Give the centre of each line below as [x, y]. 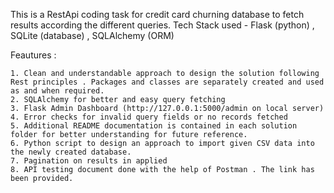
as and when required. [57, 91]
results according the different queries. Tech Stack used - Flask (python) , [162, 25]
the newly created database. [71, 152]
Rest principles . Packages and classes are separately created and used [167, 82]
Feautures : [33, 55]
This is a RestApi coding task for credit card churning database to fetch [157, 14]
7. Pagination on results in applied [89, 161]
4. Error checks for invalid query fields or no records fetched [149, 117]
